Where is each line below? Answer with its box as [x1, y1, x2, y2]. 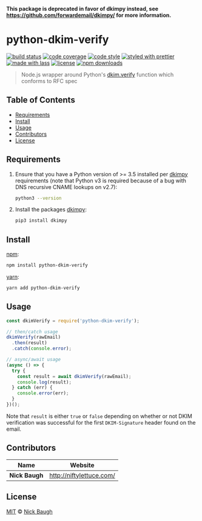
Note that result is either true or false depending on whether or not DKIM [6, 412, 192, 420]
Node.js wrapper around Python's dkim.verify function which [21, 71, 174, 78]
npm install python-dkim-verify [6, 262, 88, 268]
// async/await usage [6, 357, 61, 363]
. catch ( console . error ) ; [12, 345, 72, 352]
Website [70, 460, 95, 469]
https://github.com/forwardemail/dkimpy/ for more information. [6, 12, 172, 19]
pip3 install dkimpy [15, 217, 67, 224]
